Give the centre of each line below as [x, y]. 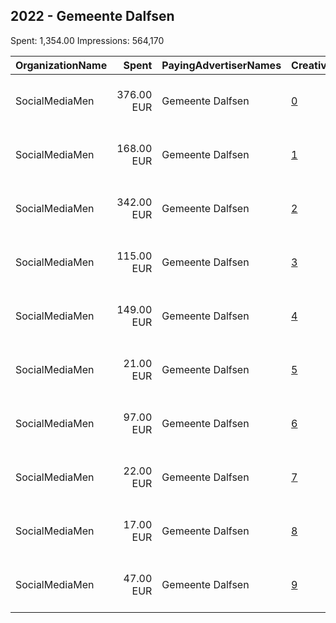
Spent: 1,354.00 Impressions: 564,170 [87, 40]
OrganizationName [61, 65]
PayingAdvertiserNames [221, 65]
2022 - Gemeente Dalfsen [92, 16]
